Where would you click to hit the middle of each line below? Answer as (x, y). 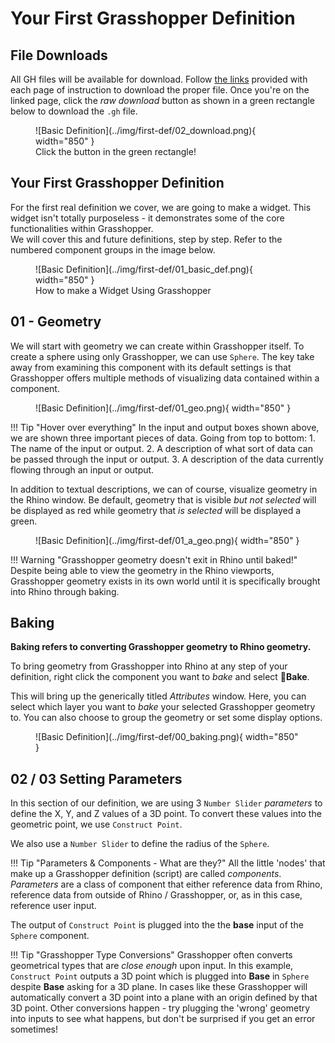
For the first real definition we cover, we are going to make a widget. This (161, 207)
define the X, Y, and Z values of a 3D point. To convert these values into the (166, 814)
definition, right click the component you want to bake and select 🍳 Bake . (160, 677)
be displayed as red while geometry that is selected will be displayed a (156, 510)
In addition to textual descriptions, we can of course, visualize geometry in (164, 489)
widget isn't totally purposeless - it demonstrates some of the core (147, 218)
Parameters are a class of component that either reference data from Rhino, (166, 884)
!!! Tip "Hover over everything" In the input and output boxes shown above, (165, 427)
